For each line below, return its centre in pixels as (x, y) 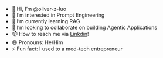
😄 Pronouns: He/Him (37, 42)
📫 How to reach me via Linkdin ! (50, 34)
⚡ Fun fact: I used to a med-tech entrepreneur (67, 49)
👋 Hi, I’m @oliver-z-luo (39, 9)
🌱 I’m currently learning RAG (46, 21)
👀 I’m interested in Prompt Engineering (58, 15)
